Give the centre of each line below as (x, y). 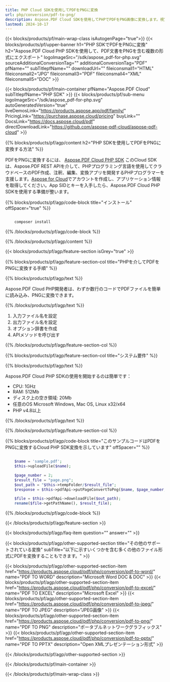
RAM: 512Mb (26, 392)
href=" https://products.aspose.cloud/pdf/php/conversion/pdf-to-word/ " (80, 572)
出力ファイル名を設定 (35, 322)
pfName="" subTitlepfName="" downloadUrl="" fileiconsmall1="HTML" (79, 69)
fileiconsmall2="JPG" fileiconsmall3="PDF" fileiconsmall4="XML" (73, 74)
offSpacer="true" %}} (28, 208)
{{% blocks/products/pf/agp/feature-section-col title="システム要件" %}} (81, 356)
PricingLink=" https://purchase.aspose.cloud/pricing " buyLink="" (73, 116)
